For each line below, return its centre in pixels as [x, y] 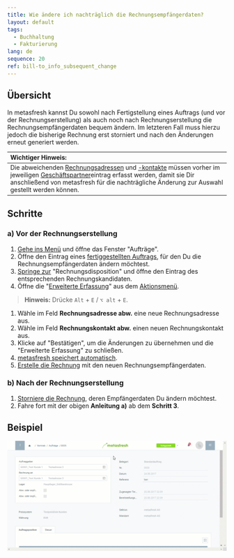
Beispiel [25, 428]
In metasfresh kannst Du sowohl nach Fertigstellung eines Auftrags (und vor [116, 112]
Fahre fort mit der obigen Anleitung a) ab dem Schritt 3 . [98, 406]
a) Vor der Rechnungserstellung [62, 234]
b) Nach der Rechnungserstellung [65, 383]
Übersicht [29, 95]
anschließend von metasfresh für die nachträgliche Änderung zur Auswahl [117, 182]
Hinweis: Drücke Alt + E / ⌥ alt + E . [76, 300]
